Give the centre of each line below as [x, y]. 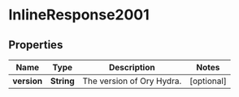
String [62, 81]
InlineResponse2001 [79, 15]
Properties [36, 45]
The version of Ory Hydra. [132, 81]
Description [132, 67]
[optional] [209, 81]
